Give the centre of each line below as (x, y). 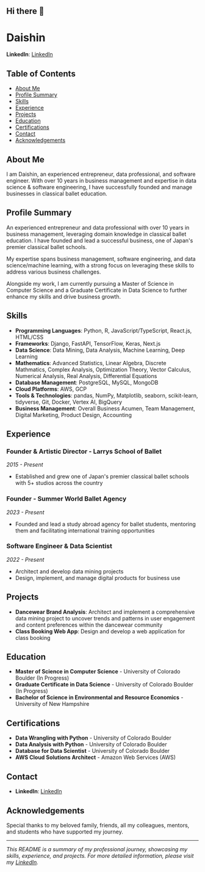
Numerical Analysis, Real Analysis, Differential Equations (86, 376)
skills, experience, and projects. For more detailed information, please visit (100, 856)
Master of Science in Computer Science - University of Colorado (98, 672)
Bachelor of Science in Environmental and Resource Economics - (99, 697)
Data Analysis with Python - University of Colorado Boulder (91, 744)
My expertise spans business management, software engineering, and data (101, 259)
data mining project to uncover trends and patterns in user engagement (105, 618)
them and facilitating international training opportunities (85, 530)
